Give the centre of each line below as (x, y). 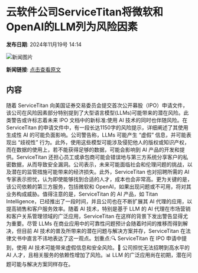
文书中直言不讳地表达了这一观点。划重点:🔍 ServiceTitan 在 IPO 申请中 (96, 238)
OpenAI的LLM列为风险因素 (72, 27)
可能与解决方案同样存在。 (42, 264)
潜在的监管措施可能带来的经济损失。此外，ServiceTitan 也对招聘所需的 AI (100, 171)
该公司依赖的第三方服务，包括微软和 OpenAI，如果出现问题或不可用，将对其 (99, 186)
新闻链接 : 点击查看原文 (33, 69)
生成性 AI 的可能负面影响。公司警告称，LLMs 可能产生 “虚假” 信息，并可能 (96, 135)
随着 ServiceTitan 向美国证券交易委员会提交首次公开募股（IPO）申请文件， (97, 105)
